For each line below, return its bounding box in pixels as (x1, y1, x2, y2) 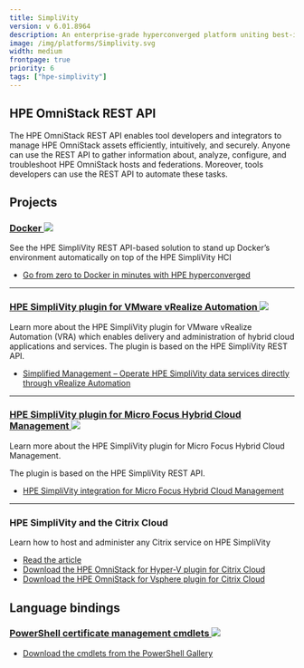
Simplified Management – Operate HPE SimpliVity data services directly (22, 368, 290, 379)
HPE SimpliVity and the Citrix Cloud (9, 516, 169, 528)
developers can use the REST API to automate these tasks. (9, 169, 228, 179)
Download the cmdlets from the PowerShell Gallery (22, 647, 214, 658)
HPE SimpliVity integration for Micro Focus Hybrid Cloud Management (22, 485, 284, 496)
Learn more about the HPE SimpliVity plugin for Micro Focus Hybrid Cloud (9, 440, 285, 451)
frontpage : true (9, 55, 71, 64)
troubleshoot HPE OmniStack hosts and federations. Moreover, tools (9, 159, 264, 169)
